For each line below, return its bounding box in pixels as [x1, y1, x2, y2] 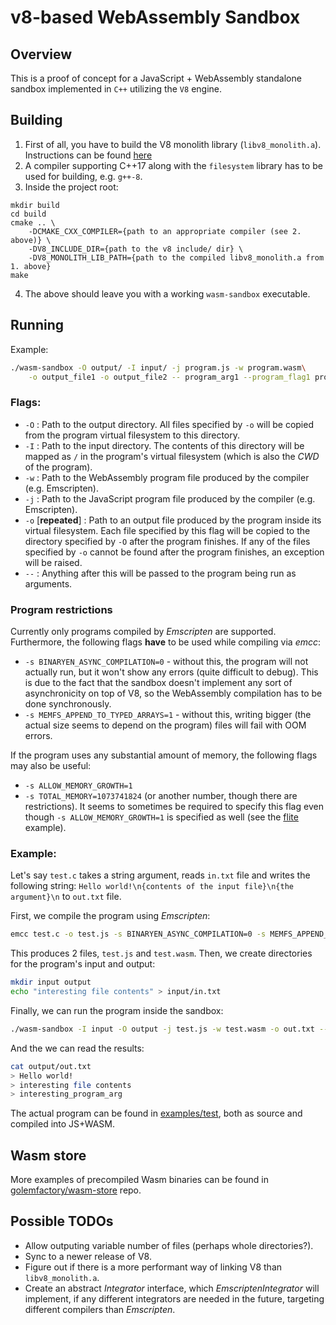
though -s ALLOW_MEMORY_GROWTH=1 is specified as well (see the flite [24, 811, 299, 823]
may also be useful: [10, 759, 92, 771]
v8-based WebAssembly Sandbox [10, 6, 301, 29]
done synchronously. [24, 697, 112, 710]
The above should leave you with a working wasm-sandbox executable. [24, 287, 311, 300]
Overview [10, 46, 73, 63]
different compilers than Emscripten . [24, 1303, 176, 1315]
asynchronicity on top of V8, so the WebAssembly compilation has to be [24, 687, 323, 699]
